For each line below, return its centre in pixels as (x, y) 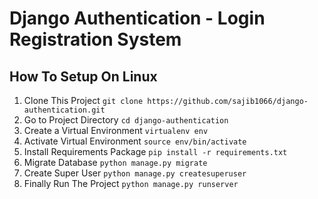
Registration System (95, 39)
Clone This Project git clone (83, 100)
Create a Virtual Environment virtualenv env (116, 130)
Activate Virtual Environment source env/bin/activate (135, 141)
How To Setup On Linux (83, 76)
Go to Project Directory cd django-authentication (126, 120)
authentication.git (64, 110)
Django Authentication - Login (137, 18)
